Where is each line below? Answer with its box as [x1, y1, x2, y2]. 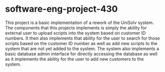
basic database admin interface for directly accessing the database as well [5, 50, 158, 57]
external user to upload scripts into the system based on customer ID [5, 30, 146, 36]
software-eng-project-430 [5, 3, 118, 15]
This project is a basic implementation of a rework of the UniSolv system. [5, 20, 154, 25]
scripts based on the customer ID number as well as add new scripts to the [5, 40, 158, 46]
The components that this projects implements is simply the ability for [5, 24, 147, 30]
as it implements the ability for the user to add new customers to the [5, 56, 144, 62]
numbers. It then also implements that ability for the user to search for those [5, 35, 160, 41]
